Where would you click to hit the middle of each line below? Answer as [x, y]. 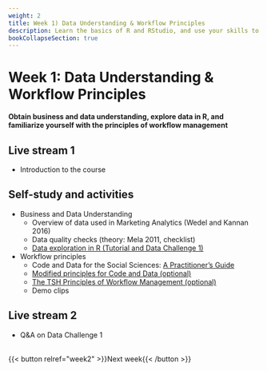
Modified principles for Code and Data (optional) [112, 273]
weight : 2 [25, 16]
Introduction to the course [63, 170]
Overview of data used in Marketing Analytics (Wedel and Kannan [140, 222]
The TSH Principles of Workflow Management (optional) [124, 281]
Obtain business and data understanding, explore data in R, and [116, 117]
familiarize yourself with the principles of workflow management [118, 126]
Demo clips [50, 290]
